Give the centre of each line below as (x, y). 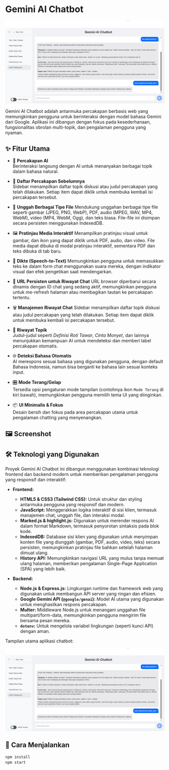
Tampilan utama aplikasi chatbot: (40, 641)
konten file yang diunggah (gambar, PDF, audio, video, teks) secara (90, 542)
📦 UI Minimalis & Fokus (38, 405)
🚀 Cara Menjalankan (37, 745)
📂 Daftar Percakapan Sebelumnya (48, 181)
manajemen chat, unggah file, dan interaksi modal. (72, 515)
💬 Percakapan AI (30, 161)
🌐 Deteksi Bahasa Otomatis (42, 356)
